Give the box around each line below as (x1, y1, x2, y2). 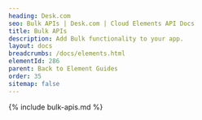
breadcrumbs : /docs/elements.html (8, 49, 126, 58)
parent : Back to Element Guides (8, 65, 118, 73)
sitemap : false (8, 79, 60, 88)
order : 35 (8, 72, 42, 80)
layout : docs (8, 42, 53, 50)
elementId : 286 (8, 58, 60, 66)
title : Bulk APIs (8, 27, 68, 35)
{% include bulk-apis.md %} (8, 102, 103, 112)
